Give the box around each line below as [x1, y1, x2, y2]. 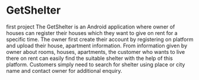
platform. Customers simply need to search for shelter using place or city [6, 60, 185, 68]
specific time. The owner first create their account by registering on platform [6, 36, 194, 43]
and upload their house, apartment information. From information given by [6, 42, 188, 49]
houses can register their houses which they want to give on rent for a [6, 29, 178, 36]
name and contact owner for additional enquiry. [6, 67, 123, 74]
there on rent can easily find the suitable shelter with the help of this [6, 55, 173, 62]
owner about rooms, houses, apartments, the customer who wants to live [6, 48, 185, 55]
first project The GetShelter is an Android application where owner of [6, 23, 175, 30]
